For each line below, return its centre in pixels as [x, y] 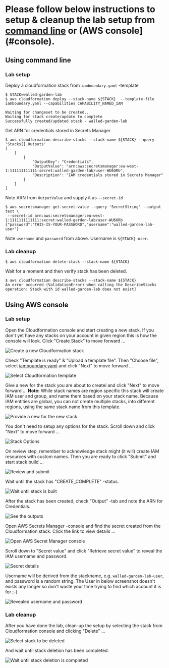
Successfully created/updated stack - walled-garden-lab [66, 121]
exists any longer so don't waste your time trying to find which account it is [83, 586]
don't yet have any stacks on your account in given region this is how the [81, 335]
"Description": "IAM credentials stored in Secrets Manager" [98, 175]
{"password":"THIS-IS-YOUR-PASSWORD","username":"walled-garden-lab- [80, 225]
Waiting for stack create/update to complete [54, 117]
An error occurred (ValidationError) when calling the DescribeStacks [81, 285]
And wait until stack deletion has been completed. [57, 651]
